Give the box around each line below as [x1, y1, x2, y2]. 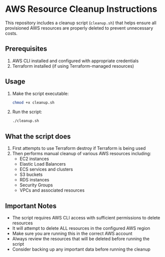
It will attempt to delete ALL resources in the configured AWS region [12, 225, 150, 231]
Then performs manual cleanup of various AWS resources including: [12, 151, 151, 157]
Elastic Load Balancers [19, 161, 66, 167]
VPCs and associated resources [19, 187, 85, 193]
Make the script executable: [12, 90, 69, 96]
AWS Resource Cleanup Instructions [5, 3, 158, 15]
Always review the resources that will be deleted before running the [12, 236, 150, 242]
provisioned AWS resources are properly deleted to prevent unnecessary [5, 25, 154, 31]
